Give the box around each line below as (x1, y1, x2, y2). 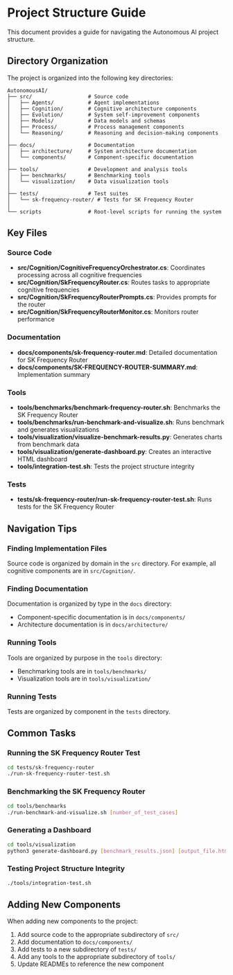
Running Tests (7, 692, 57, 701)
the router (17, 300, 46, 309)
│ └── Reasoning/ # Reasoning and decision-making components (7, 130, 218, 137)
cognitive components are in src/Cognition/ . (7, 567, 136, 575)
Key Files (7, 227, 47, 239)
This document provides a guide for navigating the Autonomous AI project (7, 28, 219, 36)
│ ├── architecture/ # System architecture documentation (7, 148, 197, 155)
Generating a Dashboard (7, 825, 92, 835)
